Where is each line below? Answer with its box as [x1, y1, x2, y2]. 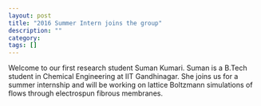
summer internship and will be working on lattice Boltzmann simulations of [8, 80, 253, 90]
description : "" [8, 26, 62, 34]
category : [8, 33, 42, 42]
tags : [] [8, 41, 38, 49]
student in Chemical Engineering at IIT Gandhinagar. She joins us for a [8, 72, 239, 81]
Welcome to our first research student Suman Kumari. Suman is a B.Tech [8, 63, 247, 73]
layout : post [8, 11, 52, 20]
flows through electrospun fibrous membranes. [8, 88, 164, 98]
